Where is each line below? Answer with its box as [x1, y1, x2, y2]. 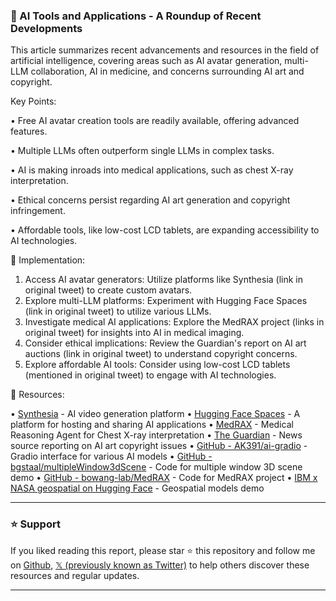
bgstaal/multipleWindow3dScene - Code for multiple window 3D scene [10, 461, 303, 473]
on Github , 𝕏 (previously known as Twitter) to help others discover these [10, 559, 310, 571]
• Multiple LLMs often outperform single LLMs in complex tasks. [10, 145, 275, 157]
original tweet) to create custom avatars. [24, 284, 193, 296]
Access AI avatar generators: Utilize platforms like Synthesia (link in [24, 274, 304, 286]
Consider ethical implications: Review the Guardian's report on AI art [24, 337, 307, 349]
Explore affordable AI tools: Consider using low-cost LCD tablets [24, 359, 291, 371]
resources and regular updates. [10, 569, 140, 581]
